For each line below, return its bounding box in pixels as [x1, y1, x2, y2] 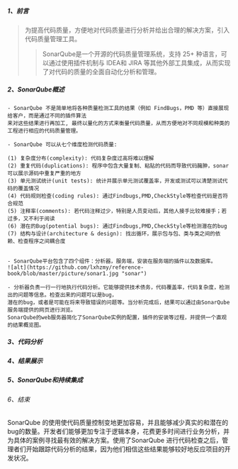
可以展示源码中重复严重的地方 [7, 170, 81, 177]
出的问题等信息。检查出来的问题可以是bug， [7, 291, 118, 298]
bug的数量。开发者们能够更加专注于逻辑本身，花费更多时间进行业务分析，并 [7, 427, 230, 436]
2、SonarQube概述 [7, 85, 65, 94]
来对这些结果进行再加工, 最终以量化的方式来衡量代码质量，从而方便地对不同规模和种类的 [7, 119, 230, 127]
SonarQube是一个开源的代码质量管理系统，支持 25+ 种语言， [42, 50, 222, 58]
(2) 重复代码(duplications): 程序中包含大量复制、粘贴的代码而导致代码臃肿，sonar [7, 162, 229, 170]
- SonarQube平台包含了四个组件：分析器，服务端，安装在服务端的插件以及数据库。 [7, 258, 217, 265]
